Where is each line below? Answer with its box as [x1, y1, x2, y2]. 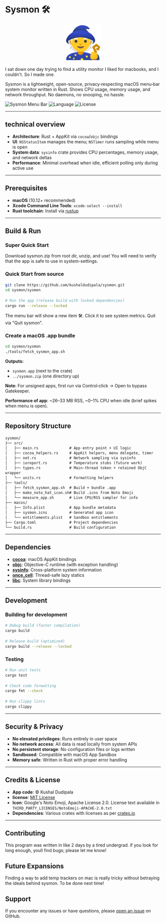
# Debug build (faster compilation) [5, 623, 81, 628]
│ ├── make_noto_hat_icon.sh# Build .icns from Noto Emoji [5, 490, 134, 495]
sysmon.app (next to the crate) [12, 368, 73, 373]
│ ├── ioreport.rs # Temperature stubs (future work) [5, 460, 142, 465]
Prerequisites [5, 184, 47, 192]
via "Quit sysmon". [5, 319, 43, 325]
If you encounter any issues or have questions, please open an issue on [5, 908, 151, 914]
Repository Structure [5, 422, 72, 431]
